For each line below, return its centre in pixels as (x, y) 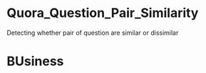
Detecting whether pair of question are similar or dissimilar (93, 33)
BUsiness (35, 61)
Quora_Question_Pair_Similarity (103, 13)
